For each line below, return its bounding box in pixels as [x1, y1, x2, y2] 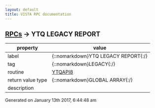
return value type [7, 77, 48, 83]
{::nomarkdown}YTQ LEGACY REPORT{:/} [52, 53, 148, 59]
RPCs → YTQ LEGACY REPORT [5, 30, 101, 38]
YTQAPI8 [52, 69, 73, 76]
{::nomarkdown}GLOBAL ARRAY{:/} [52, 77, 133, 83]
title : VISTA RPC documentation [5, 12, 71, 17]
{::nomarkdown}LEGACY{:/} [52, 61, 116, 68]
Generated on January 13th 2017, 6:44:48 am [5, 97, 97, 103]
